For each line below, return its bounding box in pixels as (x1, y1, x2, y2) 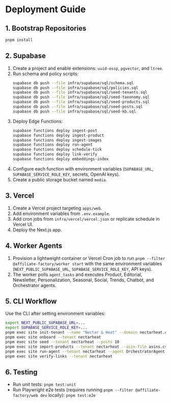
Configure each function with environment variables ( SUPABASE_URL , (12, 165, 154, 172)
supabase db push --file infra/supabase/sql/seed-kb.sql (12, 109, 136, 114)
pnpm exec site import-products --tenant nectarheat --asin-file (5, 344, 147, 349)
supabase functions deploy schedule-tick (12, 147, 102, 152)
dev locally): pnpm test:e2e (40, 392, 96, 398)
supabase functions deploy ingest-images (12, 137, 102, 143)
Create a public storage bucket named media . (12, 176, 107, 182)
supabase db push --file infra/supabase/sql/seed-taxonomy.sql (12, 94, 150, 100)
